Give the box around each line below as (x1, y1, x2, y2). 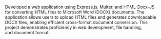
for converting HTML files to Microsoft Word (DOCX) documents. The (5, 9, 145, 15)
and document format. (5, 30, 50, 35)
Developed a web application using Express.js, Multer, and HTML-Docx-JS (5, 4, 155, 10)
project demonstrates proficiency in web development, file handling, (5, 25, 142, 30)
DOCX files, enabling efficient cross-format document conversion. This (5, 19, 148, 25)
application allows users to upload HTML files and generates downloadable (5, 14, 157, 20)
